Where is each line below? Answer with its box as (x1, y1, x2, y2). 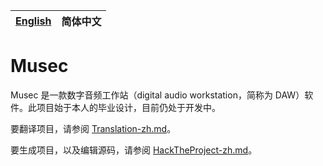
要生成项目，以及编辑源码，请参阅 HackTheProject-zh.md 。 (10, 144, 258, 156)
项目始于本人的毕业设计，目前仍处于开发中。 (36, 101, 221, 113)
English (15, 14, 52, 28)
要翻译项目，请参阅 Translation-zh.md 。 (10, 122, 177, 134)
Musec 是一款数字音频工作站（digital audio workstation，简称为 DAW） (10, 89, 305, 101)
